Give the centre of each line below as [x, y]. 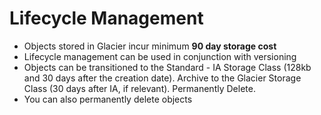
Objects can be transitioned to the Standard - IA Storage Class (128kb [167, 67]
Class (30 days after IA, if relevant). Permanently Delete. [139, 88]
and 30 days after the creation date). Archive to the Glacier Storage [162, 78]
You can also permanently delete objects [108, 99]
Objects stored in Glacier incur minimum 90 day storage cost [150, 46]
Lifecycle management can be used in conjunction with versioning [160, 56]
